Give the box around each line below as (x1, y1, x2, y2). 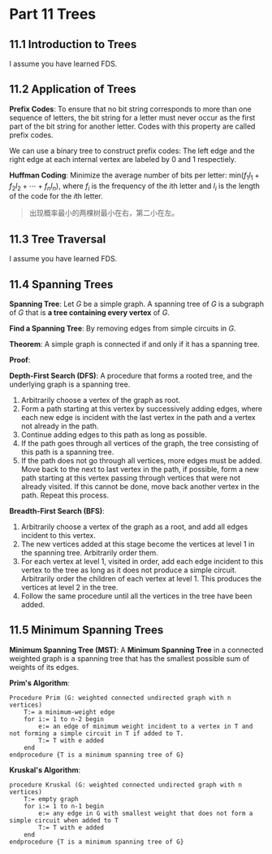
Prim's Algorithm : (9, 677, 70, 688)
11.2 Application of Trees (9, 82, 136, 96)
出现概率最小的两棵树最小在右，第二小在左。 (28, 208, 179, 218)
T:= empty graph (24, 795, 80, 803)
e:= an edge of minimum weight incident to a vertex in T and (38, 722, 253, 730)
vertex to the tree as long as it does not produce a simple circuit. (20, 565, 237, 575)
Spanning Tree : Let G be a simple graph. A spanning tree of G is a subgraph (9, 299, 265, 309)
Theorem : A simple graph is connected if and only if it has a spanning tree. (9, 339, 261, 349)
